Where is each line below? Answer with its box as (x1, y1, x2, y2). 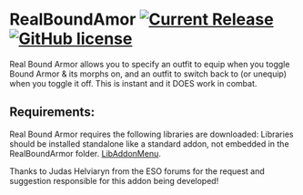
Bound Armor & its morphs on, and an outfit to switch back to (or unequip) (9, 68, 288, 79)
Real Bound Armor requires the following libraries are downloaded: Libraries (9, 128, 294, 139)
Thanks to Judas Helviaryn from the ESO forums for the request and (9, 165, 266, 177)
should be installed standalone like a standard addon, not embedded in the (9, 138, 289, 149)
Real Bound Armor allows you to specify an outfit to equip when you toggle (9, 58, 290, 69)
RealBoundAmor (9, 9, 136, 30)
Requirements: (9, 105, 96, 120)
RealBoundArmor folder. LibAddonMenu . (9, 148, 162, 159)
